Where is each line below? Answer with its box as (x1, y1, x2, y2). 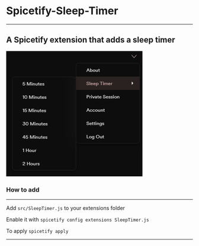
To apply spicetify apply (6, 228, 69, 235)
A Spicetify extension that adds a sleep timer (6, 35, 176, 45)
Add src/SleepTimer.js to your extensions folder (6, 205, 126, 212)
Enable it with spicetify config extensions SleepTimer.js (6, 216, 149, 223)
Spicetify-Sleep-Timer (6, 4, 118, 18)
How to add (6, 185, 40, 193)
